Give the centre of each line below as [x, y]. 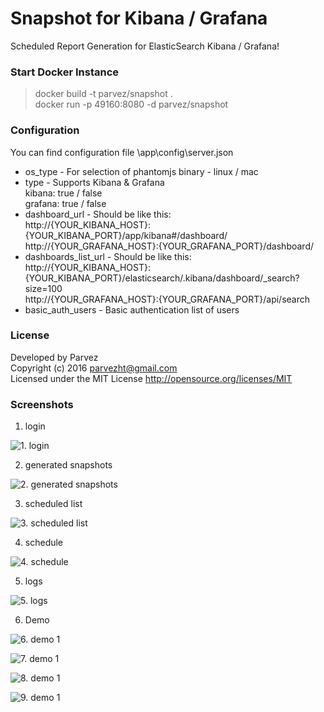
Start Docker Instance [65, 72]
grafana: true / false [65, 203]
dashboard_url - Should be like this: [98, 214]
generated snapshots [68, 465]
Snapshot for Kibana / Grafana [139, 18]
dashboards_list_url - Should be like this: [108, 256]
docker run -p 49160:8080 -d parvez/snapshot [131, 104]
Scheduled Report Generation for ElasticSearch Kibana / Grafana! [145, 46]
